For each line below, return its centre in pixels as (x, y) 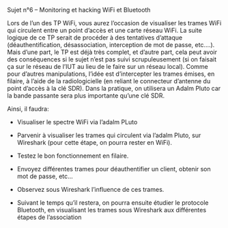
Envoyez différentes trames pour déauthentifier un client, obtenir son (114, 169)
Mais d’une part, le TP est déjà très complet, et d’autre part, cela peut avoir (112, 52)
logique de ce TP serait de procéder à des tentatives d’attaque (95, 38)
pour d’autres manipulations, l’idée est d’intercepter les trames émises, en (111, 74)
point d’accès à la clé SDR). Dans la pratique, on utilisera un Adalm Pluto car (114, 88)
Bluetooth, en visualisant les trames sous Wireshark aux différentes (112, 210)
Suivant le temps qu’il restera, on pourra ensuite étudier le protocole (113, 203)
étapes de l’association (49, 217)
